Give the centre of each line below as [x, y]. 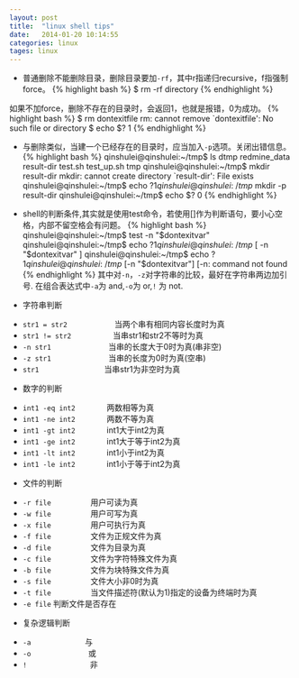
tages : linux [34, 51]
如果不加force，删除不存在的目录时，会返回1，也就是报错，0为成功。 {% [144, 108]
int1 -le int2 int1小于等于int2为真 [101, 464]
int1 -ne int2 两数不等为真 [88, 419]
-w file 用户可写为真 [80, 514]
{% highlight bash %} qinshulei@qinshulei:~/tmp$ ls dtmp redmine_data [156, 157]
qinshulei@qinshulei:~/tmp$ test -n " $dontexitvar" [116, 235]
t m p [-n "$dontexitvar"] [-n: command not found [198, 264]
